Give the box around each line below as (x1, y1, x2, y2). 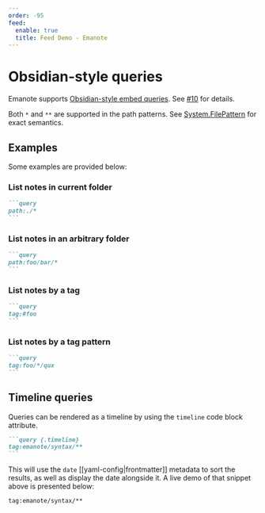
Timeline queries (8, 391, 93, 404)
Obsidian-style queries (8, 68, 164, 86)
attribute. (8, 420, 38, 430)
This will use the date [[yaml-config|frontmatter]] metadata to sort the (8, 465, 236, 474)
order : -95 (8, 11, 44, 20)
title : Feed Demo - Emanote (15, 33, 108, 42)
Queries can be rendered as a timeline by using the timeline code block (8, 412, 244, 421)
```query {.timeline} (8, 435, 80, 444)
